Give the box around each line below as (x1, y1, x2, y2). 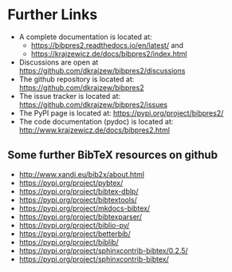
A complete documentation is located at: (18, 32, 152, 41)
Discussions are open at (18, 57, 99, 67)
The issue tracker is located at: (18, 91, 121, 101)
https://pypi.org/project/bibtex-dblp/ (18, 186, 139, 196)
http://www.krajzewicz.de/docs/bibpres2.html (18, 125, 171, 135)
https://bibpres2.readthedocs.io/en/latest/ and (30, 40, 184, 49)
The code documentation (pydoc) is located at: (18, 116, 174, 126)
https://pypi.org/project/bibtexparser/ (18, 211, 143, 221)
